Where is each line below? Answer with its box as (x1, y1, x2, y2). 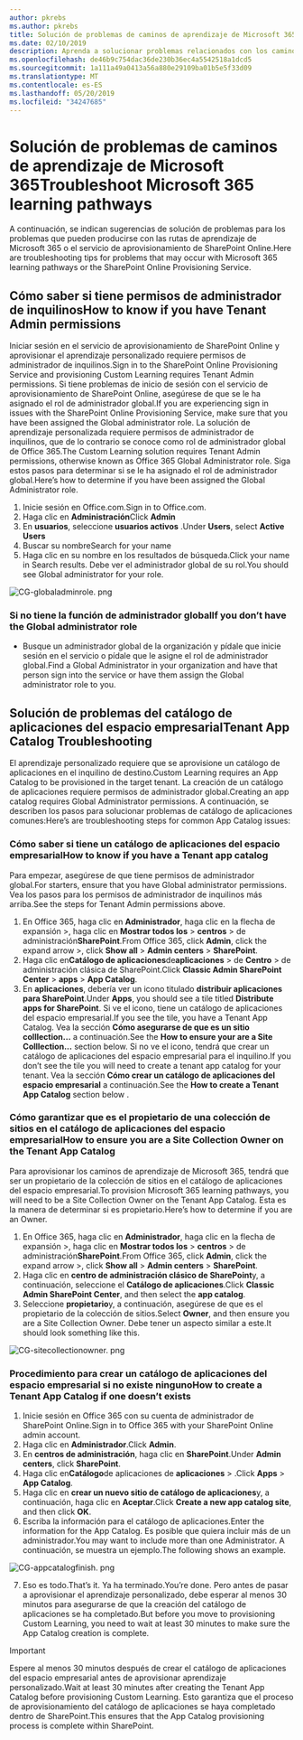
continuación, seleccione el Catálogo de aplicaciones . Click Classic (22, 1279, 275, 1290)
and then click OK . (22, 1506, 92, 1518)
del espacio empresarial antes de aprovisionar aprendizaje (9, 1672, 227, 1683)
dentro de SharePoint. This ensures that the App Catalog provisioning (9, 1711, 265, 1722)
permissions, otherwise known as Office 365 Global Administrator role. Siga (9, 455, 291, 466)
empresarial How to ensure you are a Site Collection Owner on (9, 1134, 284, 1146)
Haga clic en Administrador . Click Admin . (22, 1439, 177, 1450)
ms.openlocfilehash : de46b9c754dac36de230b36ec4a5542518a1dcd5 (9, 55, 252, 64)
